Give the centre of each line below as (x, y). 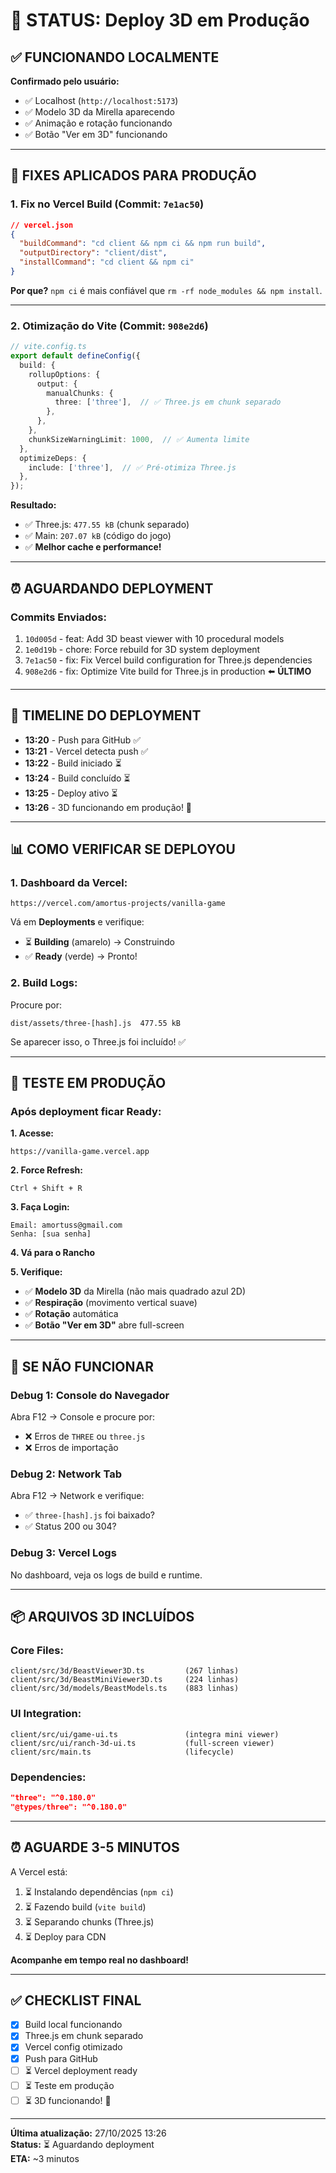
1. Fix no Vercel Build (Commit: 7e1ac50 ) (107, 204)
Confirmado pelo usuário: (65, 81)
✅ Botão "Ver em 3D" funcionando (96, 134)
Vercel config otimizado (73, 2047)
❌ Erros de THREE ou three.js (85, 1436)
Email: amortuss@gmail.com (66, 1225)
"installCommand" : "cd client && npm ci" (107, 262)
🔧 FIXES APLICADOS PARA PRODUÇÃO (133, 175)
